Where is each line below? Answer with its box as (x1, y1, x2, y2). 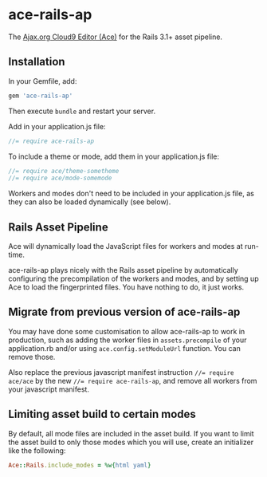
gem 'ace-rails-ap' (8, 92, 73, 100)
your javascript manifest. (8, 384, 90, 394)
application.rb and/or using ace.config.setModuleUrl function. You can (8, 343, 241, 353)
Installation (8, 55, 65, 69)
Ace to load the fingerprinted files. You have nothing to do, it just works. (8, 282, 245, 292)
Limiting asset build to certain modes (8, 408, 197, 421)
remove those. (8, 352, 56, 361)
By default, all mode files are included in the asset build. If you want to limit (8, 428, 254, 438)
